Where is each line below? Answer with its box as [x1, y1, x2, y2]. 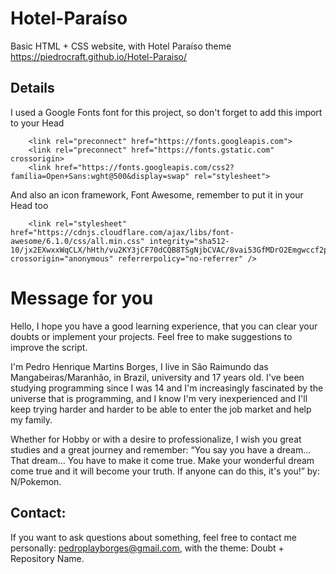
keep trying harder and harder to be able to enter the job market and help [10, 403, 312, 415]
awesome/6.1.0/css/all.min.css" [10, 236, 145, 246]
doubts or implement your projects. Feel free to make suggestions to [10, 330, 293, 342]
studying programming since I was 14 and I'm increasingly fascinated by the [10, 382, 324, 394]
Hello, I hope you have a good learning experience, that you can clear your [10, 320, 318, 332]
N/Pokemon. [10, 475, 62, 487]
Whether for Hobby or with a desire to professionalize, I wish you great [10, 433, 302, 445]
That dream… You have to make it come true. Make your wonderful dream [10, 454, 315, 466]
